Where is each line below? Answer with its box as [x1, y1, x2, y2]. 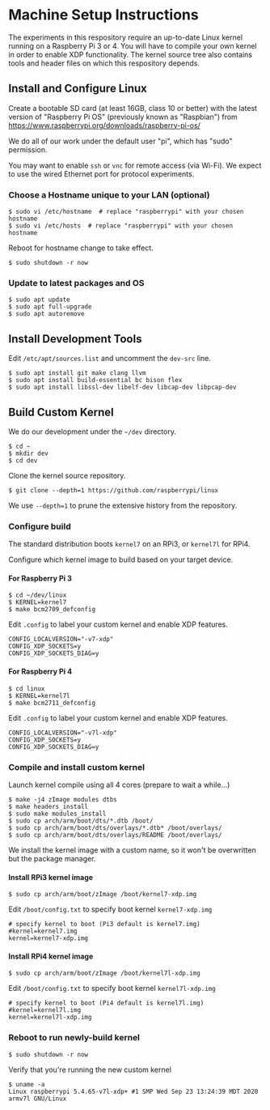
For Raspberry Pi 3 [8, 573, 73, 583]
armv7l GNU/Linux [8, 1095, 67, 1103]
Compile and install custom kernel [8, 761, 146, 772]
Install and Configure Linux [8, 82, 148, 96]
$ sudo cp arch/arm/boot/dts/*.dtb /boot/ [8, 816, 154, 825]
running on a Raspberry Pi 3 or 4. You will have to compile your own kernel [8, 40, 257, 50]
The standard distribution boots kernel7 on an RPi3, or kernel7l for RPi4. [8, 539, 251, 549]
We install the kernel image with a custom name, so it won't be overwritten [8, 844, 256, 855]
